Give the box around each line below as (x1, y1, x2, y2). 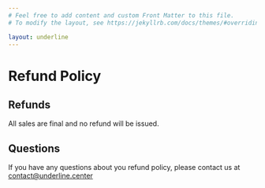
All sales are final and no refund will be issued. (8, 119, 159, 128)
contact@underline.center (8, 171, 93, 181)
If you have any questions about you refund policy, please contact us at (8, 163, 241, 172)
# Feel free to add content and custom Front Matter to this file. (8, 11, 235, 20)
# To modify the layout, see (8, 19, 104, 27)
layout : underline (8, 33, 69, 41)
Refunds (8, 98, 51, 111)
